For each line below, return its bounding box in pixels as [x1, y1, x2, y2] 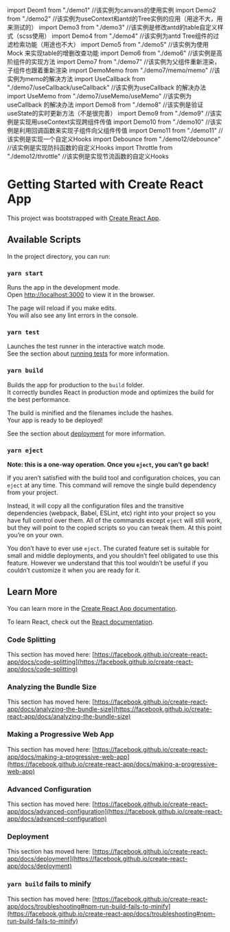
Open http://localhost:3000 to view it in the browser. [7, 291, 155, 299]
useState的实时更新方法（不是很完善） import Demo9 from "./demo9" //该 [7, 109, 216, 117]
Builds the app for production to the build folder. [7, 380, 145, 389]
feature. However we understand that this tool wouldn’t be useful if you [7, 559, 208, 567]
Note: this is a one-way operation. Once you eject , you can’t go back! [7, 460, 209, 468]
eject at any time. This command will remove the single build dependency [7, 481, 217, 489]
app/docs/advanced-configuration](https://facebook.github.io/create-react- [7, 807, 223, 815]
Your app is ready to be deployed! [7, 415, 103, 424]
